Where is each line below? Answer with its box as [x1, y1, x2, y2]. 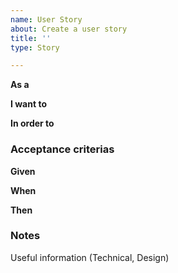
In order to [10, 117, 55, 130]
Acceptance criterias [10, 142, 115, 156]
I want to [10, 98, 47, 110]
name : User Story [10, 14, 83, 25]
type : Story [10, 42, 60, 53]
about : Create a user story [10, 24, 128, 34]
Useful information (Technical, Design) [10, 251, 170, 263]
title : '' [10, 33, 52, 43]
